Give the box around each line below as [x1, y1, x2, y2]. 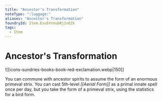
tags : [5, 25, 16, 30]
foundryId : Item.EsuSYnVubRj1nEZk [5, 20, 75, 26]
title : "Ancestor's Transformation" [5, 7, 79, 12]
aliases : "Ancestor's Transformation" [5, 16, 84, 21]
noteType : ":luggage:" [5, 12, 51, 17]
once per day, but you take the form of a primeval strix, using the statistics [5, 86, 154, 92]
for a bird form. [5, 91, 36, 97]
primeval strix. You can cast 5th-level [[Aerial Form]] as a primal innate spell [5, 81, 157, 87]
